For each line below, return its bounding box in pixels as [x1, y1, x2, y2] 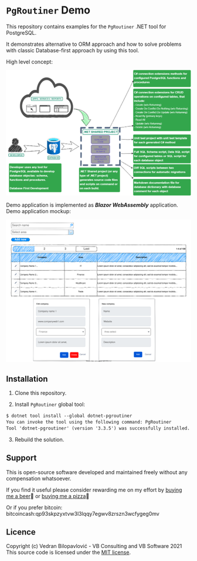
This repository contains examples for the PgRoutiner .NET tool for [6, 23, 167, 30]
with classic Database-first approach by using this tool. [6, 46, 140, 53]
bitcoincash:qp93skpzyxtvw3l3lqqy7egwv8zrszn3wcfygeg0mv [6, 510, 159, 517]
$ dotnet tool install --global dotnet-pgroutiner [6, 413, 133, 419]
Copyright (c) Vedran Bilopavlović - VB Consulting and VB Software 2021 [6, 543, 182, 550]
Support [6, 453, 37, 463]
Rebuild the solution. [14, 436, 64, 443]
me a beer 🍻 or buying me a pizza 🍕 [6, 492, 90, 499]
